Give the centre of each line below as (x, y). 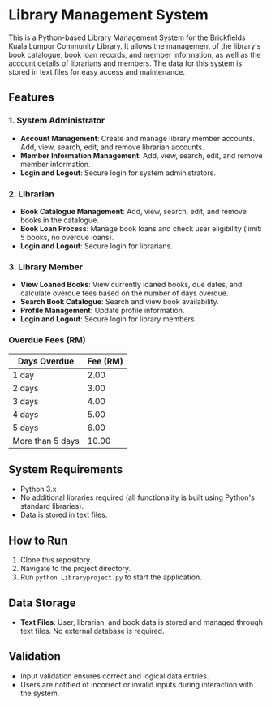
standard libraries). (52, 506)
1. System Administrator (57, 121)
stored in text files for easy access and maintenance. (97, 71)
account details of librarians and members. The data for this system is (125, 63)
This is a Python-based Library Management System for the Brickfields (127, 37)
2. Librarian (31, 194)
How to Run (38, 540)
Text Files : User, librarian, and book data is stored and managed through (142, 622)
